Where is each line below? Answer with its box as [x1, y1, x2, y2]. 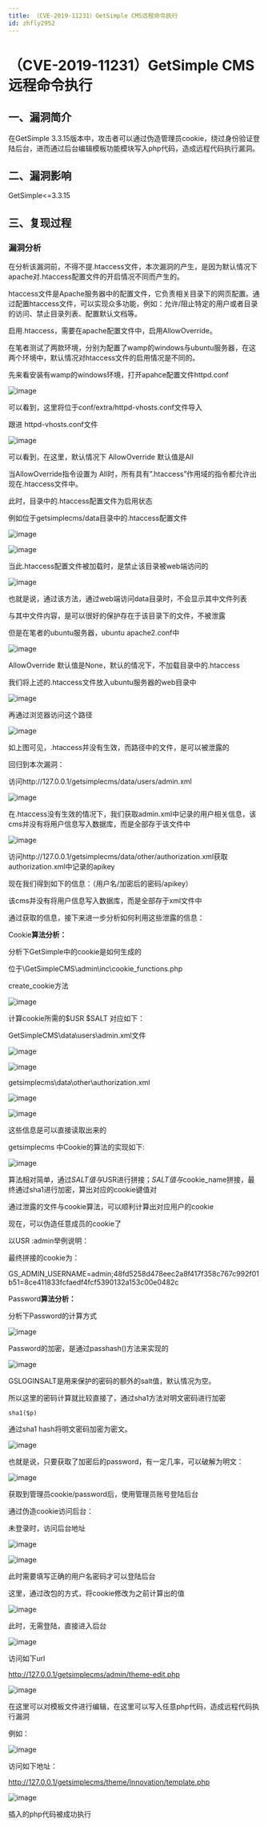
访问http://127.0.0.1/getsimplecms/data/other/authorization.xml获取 [8, 852, 228, 861]
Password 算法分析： [8, 1294, 76, 1303]
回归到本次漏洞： [8, 760, 65, 769]
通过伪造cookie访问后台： [8, 1506, 94, 1515]
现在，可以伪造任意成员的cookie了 [8, 1219, 122, 1228]
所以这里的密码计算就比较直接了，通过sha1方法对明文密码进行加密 [8, 1393, 226, 1402]
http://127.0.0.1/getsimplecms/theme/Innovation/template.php [8, 1777, 210, 1787]
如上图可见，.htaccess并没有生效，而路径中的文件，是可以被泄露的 [8, 743, 230, 752]
